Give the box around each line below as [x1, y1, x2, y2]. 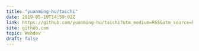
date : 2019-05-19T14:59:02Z [6, 14, 76, 20]
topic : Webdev [6, 30, 41, 36]
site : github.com [6, 25, 49, 31]
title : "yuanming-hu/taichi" [6, 8, 78, 15]
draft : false [6, 36, 38, 42]
